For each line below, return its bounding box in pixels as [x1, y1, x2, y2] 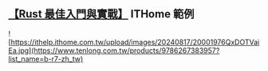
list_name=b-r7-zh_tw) [8, 54, 84, 63]
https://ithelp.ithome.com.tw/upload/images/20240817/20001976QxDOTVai [10, 37, 260, 47]
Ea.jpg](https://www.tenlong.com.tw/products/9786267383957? [8, 46, 220, 55]
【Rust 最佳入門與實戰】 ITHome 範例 [8, 7, 195, 21]
